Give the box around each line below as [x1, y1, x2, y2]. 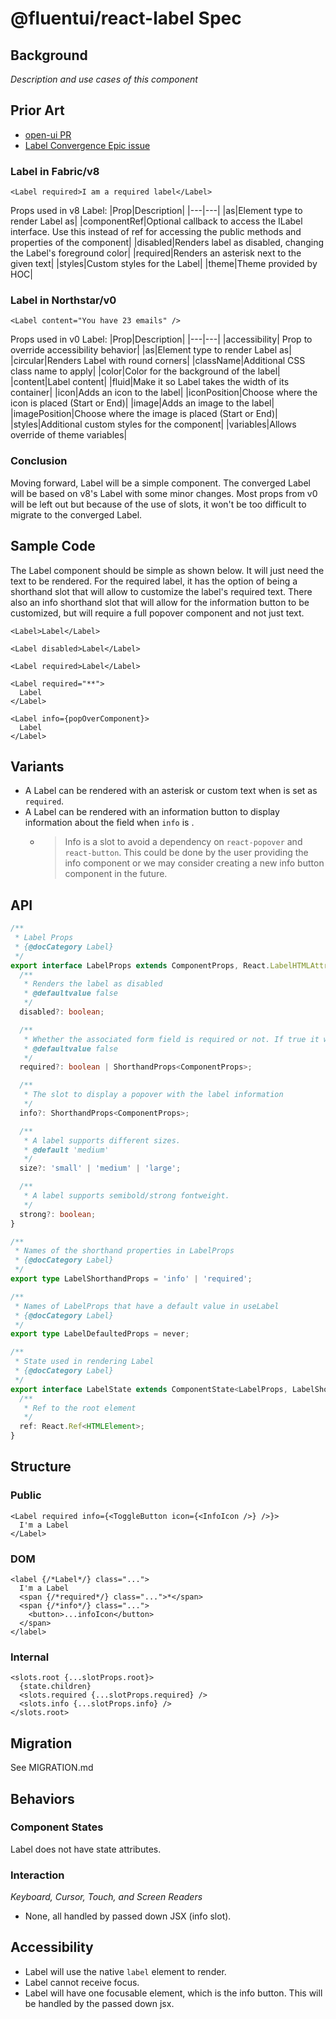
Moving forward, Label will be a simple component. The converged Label [10, 477, 311, 489]
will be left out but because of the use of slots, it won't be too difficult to [10, 498, 307, 510]
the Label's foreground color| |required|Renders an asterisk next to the [10, 247, 302, 259]
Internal [10, 1650, 50, 1664]
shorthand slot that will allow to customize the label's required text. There [10, 585, 313, 597]
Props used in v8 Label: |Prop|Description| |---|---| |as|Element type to [10, 205, 303, 217]
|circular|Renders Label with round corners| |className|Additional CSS [10, 355, 306, 367]
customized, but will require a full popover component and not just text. [10, 607, 305, 619]
